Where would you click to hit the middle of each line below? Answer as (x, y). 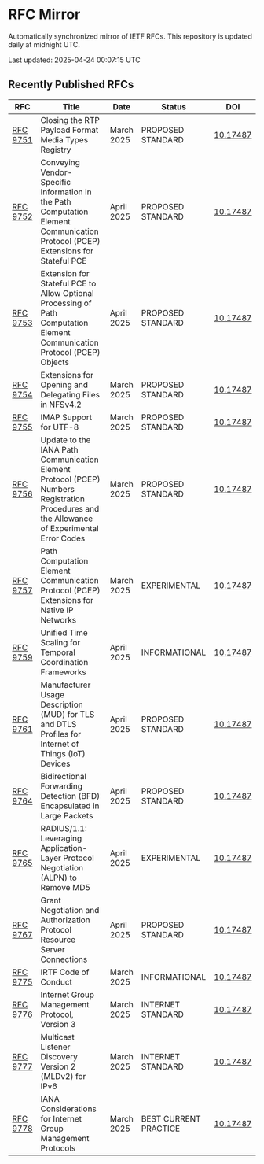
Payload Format (70, 130)
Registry (56, 150)
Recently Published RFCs (71, 85)
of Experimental (70, 528)
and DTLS (59, 724)
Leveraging (61, 838)
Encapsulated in (70, 806)
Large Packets (67, 815)
